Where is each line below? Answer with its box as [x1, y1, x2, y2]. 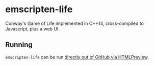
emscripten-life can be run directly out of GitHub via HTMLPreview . [5, 54, 149, 60]
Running [5, 41, 33, 49]
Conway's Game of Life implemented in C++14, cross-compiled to [5, 20, 144, 26]
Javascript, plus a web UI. [5, 25, 60, 31]
